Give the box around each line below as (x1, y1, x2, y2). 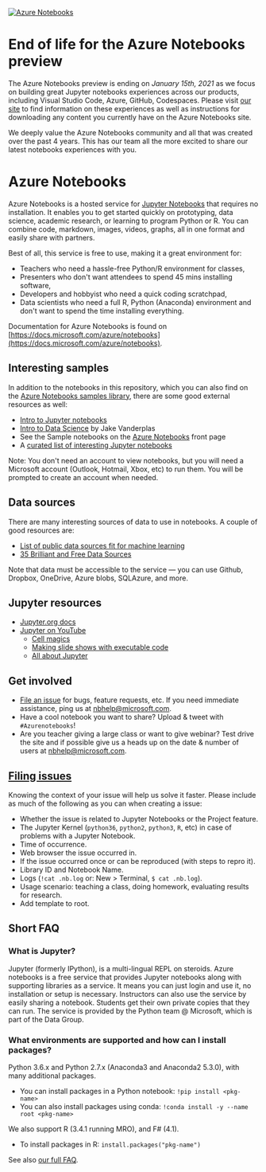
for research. (19, 890, 63, 900)
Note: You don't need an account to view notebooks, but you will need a (8, 455, 245, 465)
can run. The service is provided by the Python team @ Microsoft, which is (8, 1006, 253, 1015)
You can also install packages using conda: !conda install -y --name (19, 1101, 249, 1111)
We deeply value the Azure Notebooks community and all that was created (8, 127, 253, 137)
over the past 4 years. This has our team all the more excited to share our (8, 136, 249, 146)
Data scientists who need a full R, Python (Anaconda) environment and (19, 297, 252, 307)
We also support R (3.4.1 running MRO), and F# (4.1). (8, 1123, 179, 1134)
